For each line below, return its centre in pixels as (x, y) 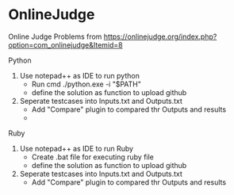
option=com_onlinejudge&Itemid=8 (65, 44)
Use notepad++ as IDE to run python (80, 75)
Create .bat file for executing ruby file (93, 157)
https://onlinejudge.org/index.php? (160, 36)
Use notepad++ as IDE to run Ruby (76, 148)
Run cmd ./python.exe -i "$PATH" (86, 84)
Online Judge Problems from (55, 36)
